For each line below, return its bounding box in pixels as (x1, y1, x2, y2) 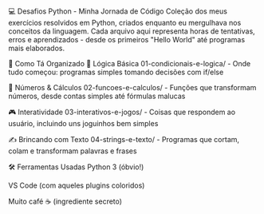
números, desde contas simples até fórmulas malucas (8, 91, 186, 101)
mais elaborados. (8, 43, 65, 53)
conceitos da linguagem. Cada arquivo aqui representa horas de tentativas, (8, 26, 255, 36)
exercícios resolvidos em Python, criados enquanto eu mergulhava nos (8, 18, 242, 27)
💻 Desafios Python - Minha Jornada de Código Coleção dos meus (8, 6, 227, 16)
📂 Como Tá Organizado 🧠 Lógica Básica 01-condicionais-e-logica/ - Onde (8, 59, 251, 68)
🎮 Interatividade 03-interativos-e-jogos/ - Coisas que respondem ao (8, 107, 236, 117)
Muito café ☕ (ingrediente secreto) (8, 196, 122, 206)
